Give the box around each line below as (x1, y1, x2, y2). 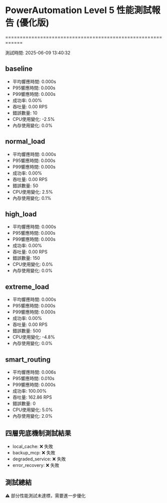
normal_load (5, 137, 45, 146)
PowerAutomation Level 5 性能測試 (5, 5, 152, 16)
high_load (5, 210, 37, 218)
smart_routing (5, 355, 51, 364)
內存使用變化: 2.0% (12, 413, 53, 419)
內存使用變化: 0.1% (12, 195, 52, 201)
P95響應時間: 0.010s (12, 376, 55, 381)
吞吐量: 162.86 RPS (12, 394, 52, 400)
